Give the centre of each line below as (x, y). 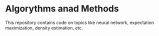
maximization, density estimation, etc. (44, 27)
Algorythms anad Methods (62, 9)
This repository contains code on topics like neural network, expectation (79, 22)
